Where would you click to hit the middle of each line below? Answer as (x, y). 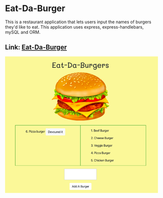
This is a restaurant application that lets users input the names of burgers (78, 22)
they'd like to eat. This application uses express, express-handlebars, (74, 27)
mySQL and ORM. (23, 32)
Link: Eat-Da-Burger (36, 47)
